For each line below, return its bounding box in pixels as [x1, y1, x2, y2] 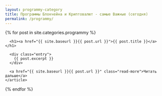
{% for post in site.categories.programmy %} [5, 30, 96, 36]
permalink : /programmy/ [5, 16, 54, 21]
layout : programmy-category [5, 7, 63, 12]
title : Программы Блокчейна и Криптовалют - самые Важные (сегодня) [5, 12, 148, 17]
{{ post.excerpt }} [14, 56, 54, 61]
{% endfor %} [5, 86, 33, 92]
